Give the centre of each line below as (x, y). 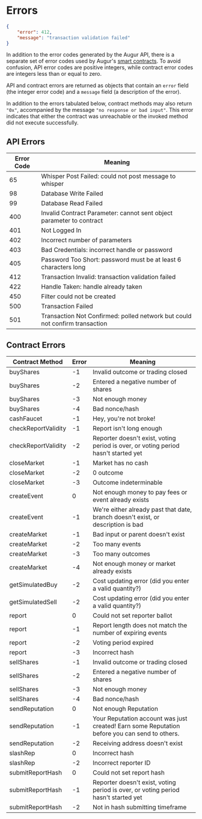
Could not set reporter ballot (132, 616)
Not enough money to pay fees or (140, 492)
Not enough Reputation (125, 709)
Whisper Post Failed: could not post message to (109, 176)
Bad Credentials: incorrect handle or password (107, 250)
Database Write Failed (72, 194)
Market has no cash (120, 463)
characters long (63, 267)
